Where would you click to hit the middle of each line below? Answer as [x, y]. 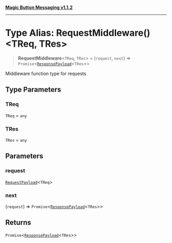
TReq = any [16, 116]
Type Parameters [33, 90]
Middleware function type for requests [46, 73]
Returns [18, 223]
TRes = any [16, 140]
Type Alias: [30, 33]
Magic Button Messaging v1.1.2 [39, 7]
